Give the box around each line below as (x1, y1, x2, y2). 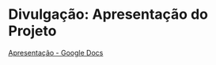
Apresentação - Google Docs (8, 48, 104, 57)
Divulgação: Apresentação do (8, 5, 208, 23)
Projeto (8, 22, 57, 40)
